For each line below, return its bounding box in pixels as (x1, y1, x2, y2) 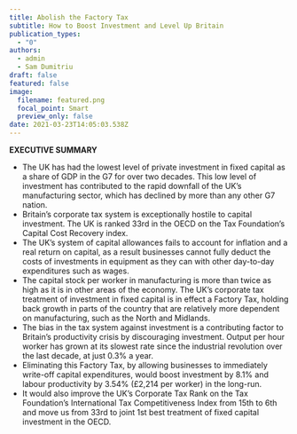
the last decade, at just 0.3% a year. (21, 351, 153, 360)
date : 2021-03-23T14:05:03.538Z (9, 121, 129, 130)
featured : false (9, 79, 69, 88)
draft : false (9, 71, 58, 80)
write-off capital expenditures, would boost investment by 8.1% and (21, 369, 269, 380)
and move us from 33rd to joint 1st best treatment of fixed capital (21, 407, 260, 417)
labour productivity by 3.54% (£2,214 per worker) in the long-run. (21, 379, 262, 389)
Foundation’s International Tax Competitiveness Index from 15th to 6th (21, 398, 277, 408)
